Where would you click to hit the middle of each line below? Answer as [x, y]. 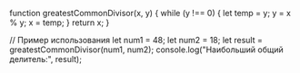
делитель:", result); [45, 59]
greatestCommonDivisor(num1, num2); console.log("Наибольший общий [146, 50]
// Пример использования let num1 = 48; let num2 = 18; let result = [136, 40]
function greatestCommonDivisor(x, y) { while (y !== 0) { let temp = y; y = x [150, 13]
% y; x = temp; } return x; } [60, 23]
